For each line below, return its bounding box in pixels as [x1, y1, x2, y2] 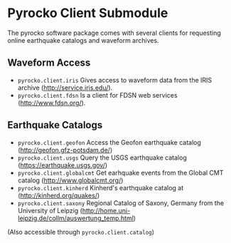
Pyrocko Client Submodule [7, 5, 168, 21]
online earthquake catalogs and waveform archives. [7, 36, 159, 44]
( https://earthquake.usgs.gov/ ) [17, 160, 108, 169]
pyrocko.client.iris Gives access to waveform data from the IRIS [17, 76, 213, 84]
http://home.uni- [82, 206, 131, 214]
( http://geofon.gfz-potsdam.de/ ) [17, 145, 113, 154]
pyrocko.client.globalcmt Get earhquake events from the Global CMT [17, 168, 224, 177]
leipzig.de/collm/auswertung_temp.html [17, 214, 134, 222]
